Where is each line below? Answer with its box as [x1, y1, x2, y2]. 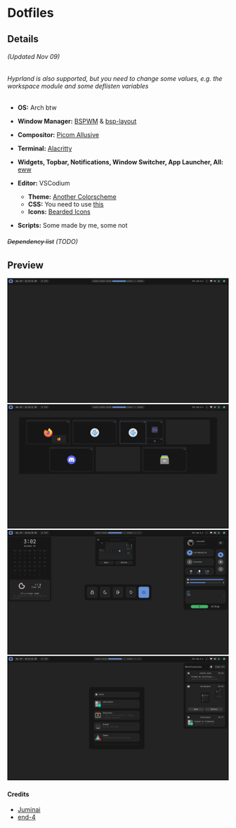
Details [7, 33, 39, 45]
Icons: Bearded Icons [27, 207, 91, 216]
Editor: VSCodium [17, 179, 70, 188]
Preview [7, 259, 44, 271]
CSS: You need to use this [27, 200, 104, 209]
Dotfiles [7, 5, 54, 21]
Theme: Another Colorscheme [27, 193, 117, 201]
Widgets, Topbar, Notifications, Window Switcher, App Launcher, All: [17, 158, 223, 167]
